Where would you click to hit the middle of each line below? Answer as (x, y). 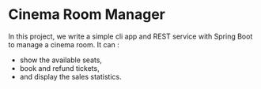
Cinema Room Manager (87, 15)
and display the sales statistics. (70, 76)
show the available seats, (61, 60)
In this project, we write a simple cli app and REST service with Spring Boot (130, 36)
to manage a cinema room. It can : (64, 44)
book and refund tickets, (60, 68)
